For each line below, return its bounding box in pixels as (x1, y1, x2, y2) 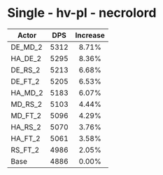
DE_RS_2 (10, 65, 41, 74)
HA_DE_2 (10, 53, 42, 63)
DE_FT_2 (10, 76, 40, 86)
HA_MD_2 (10, 88, 43, 98)
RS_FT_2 (10, 145, 40, 155)
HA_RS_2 (10, 122, 41, 131)
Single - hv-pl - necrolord (7, 5, 157, 21)
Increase (75, 30, 105, 40)
